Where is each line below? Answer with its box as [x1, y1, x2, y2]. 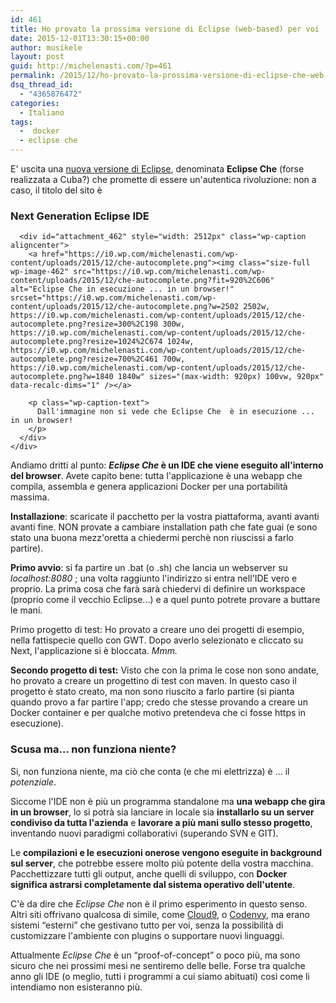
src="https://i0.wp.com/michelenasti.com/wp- [73, 267, 267, 277]
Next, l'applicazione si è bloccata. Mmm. [10, 645, 178, 657]
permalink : [10, 71, 56, 81]
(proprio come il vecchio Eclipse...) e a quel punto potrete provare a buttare [10, 594, 321, 606]
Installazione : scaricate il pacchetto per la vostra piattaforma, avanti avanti [10, 511, 320, 523]
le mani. [10, 604, 43, 616]
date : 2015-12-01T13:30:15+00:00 [10, 33, 150, 43]
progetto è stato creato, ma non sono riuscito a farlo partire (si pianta [10, 686, 295, 698]
